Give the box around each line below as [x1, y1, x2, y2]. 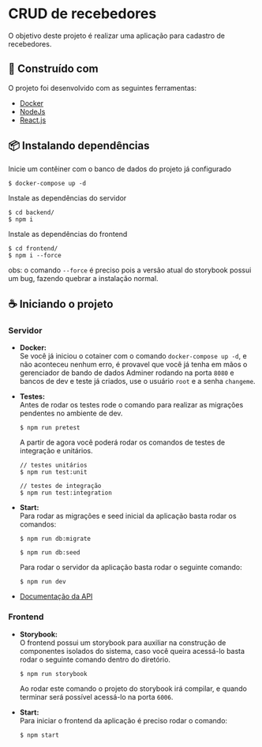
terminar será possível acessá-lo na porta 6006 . [19, 692, 174, 701]
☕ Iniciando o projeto [8, 297, 114, 310]
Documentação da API [19, 591, 93, 601]
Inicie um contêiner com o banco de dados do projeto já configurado [8, 163, 231, 174]
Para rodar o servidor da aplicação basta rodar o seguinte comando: [19, 562, 242, 572]
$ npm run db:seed [19, 549, 80, 557]
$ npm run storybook [19, 670, 88, 678]
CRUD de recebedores [8, 5, 157, 23]
